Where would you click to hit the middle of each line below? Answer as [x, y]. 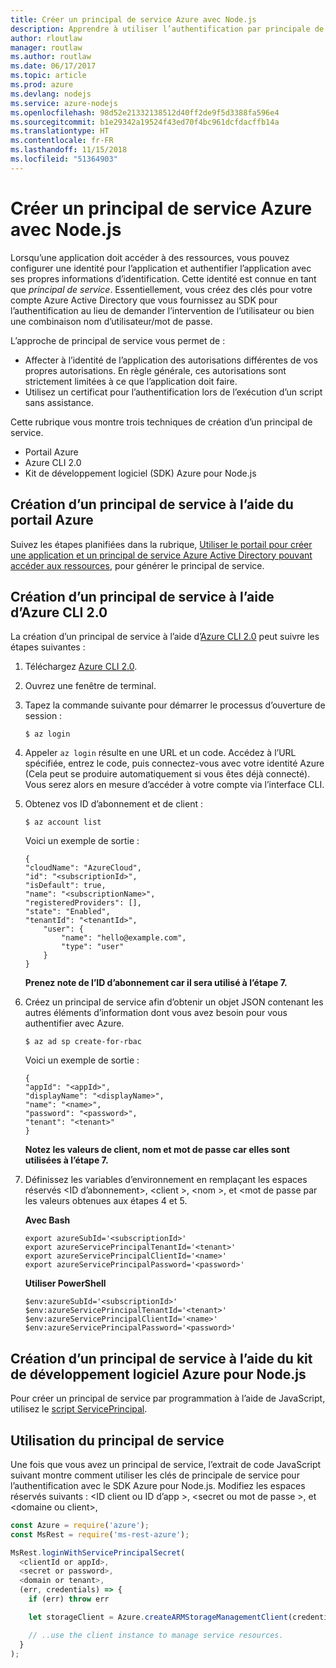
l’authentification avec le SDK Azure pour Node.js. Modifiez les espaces [158, 1485]
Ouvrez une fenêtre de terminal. [90, 686]
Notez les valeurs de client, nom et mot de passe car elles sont [157, 1150]
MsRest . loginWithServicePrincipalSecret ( [98, 1552]
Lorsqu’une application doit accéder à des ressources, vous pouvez [150, 257]
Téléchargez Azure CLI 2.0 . [81, 667]
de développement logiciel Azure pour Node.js [158, 1374]
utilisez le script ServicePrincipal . [79, 1409]
